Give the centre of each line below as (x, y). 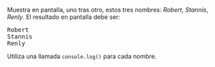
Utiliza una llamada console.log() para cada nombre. (82, 56)
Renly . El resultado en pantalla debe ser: (64, 17)
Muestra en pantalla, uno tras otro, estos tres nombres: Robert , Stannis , (107, 10)
